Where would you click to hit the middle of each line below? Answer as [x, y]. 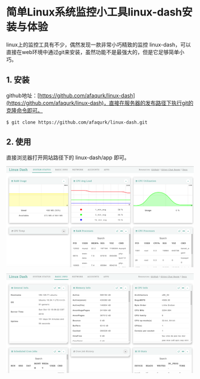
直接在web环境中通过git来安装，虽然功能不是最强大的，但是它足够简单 [93, 52]
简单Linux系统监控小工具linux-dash [94, 12]
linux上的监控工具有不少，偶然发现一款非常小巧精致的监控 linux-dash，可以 [99, 45]
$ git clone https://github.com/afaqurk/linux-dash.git [77, 122]
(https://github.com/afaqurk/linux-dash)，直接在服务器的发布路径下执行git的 [100, 103]
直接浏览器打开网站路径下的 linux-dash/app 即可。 [68, 157]
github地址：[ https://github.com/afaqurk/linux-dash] [71, 95]
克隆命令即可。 [24, 110]
